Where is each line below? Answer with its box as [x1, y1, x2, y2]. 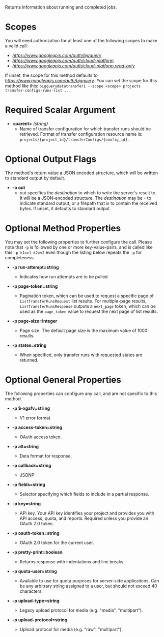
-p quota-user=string [12, 568, 57, 574]
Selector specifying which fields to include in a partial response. [19, 491, 150, 497]
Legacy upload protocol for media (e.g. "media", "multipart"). [19, 607, 143, 613]
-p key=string [12, 500, 41, 506]
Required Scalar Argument [5, 104, 115, 116]
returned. [19, 357, 39, 363]
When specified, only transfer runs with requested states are [19, 352, 142, 358]
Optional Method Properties [5, 223, 121, 234]
